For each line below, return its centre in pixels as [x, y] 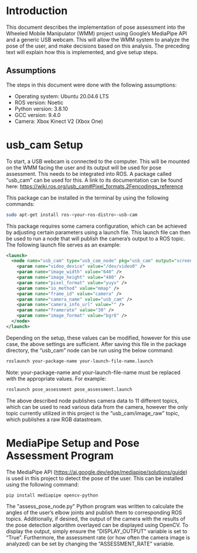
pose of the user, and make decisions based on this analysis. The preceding [98, 46]
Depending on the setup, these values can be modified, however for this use [98, 338]
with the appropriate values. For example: [56, 378]
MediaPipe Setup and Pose [73, 443]
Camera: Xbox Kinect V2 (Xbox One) [59, 121]
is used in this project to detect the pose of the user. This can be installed [95, 478]
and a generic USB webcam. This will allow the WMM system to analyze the [98, 39]
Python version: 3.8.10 [41, 109]
